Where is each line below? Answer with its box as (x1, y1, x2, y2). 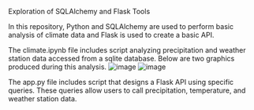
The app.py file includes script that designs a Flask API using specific (8, 78, 234, 86)
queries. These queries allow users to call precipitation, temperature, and (8, 86, 246, 95)
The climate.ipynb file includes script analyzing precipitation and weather (8, 46, 246, 54)
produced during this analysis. (8, 62, 107, 71)
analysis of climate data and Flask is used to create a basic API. (8, 31, 215, 39)
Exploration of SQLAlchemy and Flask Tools (8, 7, 151, 16)
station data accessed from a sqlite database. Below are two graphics (8, 54, 235, 63)
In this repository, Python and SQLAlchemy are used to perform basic (8, 22, 234, 31)
